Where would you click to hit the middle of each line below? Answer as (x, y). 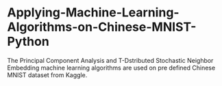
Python (28, 42)
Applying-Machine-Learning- (93, 13)
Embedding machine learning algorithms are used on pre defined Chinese (111, 68)
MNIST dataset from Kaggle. (47, 75)
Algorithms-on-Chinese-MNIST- (102, 27)
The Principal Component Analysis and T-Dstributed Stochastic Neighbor (110, 60)
